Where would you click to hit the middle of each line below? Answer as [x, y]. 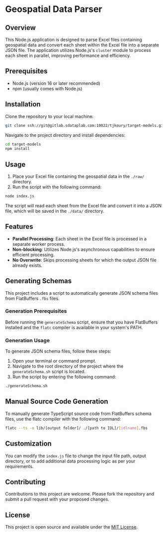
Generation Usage [28, 340]
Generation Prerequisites [36, 311]
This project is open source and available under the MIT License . [72, 527]
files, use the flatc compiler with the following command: [63, 419]
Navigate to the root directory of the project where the [68, 366]
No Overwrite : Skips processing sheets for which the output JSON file [84, 260]
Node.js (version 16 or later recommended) [56, 83]
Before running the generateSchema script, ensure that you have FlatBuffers [82, 322]
